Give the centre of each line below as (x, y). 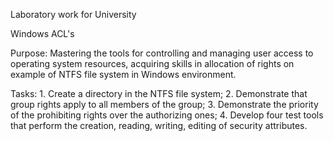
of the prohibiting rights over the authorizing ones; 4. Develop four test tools (167, 115)
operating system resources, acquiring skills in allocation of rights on (152, 63)
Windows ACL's (42, 33)
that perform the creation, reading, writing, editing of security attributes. (159, 125)
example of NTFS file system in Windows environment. (123, 74)
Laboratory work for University (73, 14)
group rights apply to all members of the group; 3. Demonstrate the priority (164, 104)
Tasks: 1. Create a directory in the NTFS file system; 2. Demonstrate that (159, 93)
